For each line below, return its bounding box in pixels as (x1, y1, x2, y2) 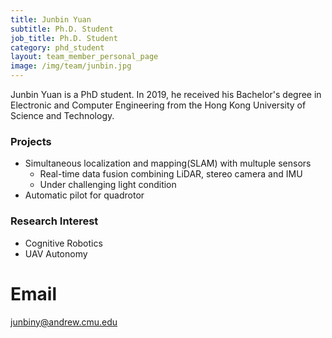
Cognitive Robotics (24, 237, 103, 249)
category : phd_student (10, 42, 105, 53)
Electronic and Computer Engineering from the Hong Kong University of (10, 99, 307, 111)
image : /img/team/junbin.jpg (10, 61, 132, 71)
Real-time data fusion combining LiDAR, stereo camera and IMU (39, 168, 303, 180)
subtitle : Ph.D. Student (10, 24, 114, 34)
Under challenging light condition (39, 179, 177, 191)
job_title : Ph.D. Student (10, 33, 118, 43)
